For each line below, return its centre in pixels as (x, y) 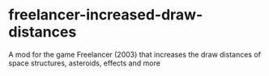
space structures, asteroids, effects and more (84, 63)
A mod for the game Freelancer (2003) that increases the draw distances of (135, 54)
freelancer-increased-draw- (106, 15)
